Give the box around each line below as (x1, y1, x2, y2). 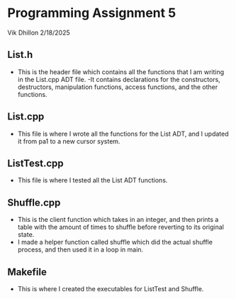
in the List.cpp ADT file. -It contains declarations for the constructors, (17, 75, 221, 83)
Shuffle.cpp (7, 197, 61, 209)
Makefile (7, 266, 47, 278)
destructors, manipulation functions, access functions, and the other (17, 83, 218, 91)
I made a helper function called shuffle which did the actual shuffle (17, 238, 213, 247)
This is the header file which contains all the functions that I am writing (17, 67, 225, 76)
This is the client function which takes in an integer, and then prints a (17, 216, 219, 224)
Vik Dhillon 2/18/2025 (7, 28, 71, 37)
